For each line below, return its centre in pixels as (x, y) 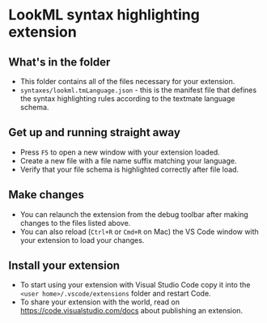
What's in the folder (59, 62)
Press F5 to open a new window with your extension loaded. (120, 152)
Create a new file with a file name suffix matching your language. (128, 160)
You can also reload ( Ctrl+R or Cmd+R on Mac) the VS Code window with (139, 232)
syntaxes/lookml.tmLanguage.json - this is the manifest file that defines (138, 90)
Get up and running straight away (94, 132)
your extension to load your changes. (82, 240)
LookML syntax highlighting (104, 15)
